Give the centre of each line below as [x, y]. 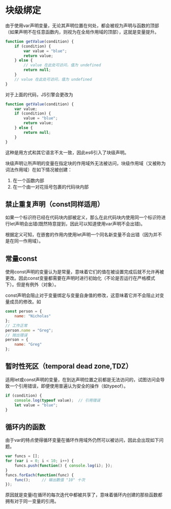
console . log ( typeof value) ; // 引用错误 [58, 400]
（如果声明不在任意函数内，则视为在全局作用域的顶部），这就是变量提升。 [82, 32]
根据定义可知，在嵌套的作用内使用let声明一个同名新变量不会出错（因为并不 [84, 235]
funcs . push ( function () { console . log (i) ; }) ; [64, 465]
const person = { [24, 312]
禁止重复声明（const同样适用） [55, 204]
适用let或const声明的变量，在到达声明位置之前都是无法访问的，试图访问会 [83, 379]
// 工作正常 [17, 326]
